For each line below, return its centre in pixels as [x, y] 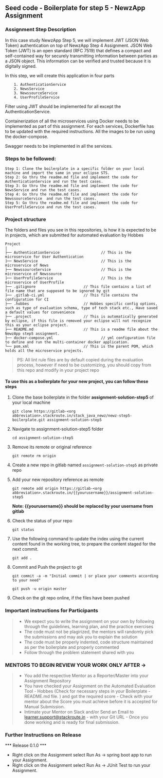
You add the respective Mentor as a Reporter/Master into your [86, 676]
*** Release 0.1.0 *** [26, 745]
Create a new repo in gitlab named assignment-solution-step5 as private [85, 465]
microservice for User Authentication [44, 257]
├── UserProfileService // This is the [68, 278]
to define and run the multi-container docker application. [67, 342]
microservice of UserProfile [35, 282]
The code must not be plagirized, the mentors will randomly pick [89, 632]
